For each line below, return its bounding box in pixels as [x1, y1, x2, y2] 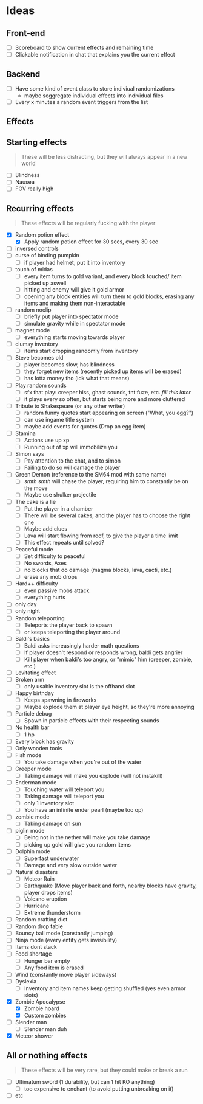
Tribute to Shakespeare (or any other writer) [15, 402, 125, 410]
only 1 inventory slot [24, 800, 75, 807]
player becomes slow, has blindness [24, 361, 115, 368]
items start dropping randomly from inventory [24, 348, 138, 355]
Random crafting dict [15, 916, 68, 923]
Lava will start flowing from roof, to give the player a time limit [24, 532, 178, 539]
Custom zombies [24, 1011, 67, 1019]
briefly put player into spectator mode [24, 313, 119, 320]
